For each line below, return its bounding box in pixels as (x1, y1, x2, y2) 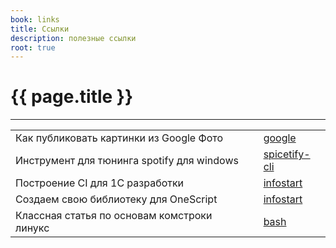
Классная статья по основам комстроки (15, 209, 213, 223)
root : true (10, 42, 56, 53)
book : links (10, 14, 60, 25)
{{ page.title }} (10, 86, 134, 108)
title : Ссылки (10, 24, 70, 34)
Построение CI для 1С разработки (15, 176, 185, 190)
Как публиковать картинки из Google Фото (15, 131, 224, 145)
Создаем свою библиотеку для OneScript (15, 192, 218, 206)
